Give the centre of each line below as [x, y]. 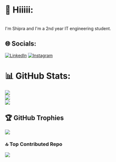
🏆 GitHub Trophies [35, 118]
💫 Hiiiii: [19, 10]
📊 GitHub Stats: [38, 76]
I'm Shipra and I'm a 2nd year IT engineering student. [58, 28]
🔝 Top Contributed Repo [34, 144]
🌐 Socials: [21, 44]
